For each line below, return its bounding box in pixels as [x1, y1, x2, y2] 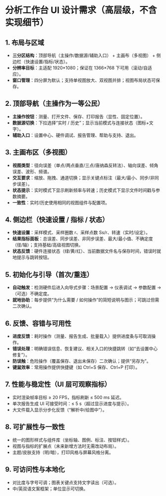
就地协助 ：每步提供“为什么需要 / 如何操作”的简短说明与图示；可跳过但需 [12, 297, 160, 303]
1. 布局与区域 [5, 38, 45, 47]
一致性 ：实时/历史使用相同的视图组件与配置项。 [12, 199, 110, 205]
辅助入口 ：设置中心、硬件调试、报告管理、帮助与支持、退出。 [12, 132, 139, 138]
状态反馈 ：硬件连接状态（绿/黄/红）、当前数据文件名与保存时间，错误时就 [12, 248, 161, 254]
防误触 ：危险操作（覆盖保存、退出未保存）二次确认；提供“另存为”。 [12, 358, 151, 364]
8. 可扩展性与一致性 [5, 423, 65, 431]
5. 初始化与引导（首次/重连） [5, 270, 94, 279]
